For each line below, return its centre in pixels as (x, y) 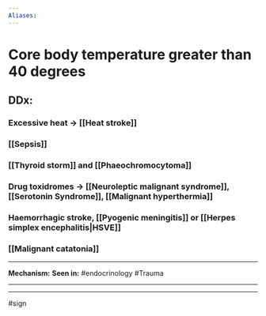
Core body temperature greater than (130, 54)
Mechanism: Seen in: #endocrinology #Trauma (86, 273)
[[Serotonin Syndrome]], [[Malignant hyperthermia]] (111, 196)
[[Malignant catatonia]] (54, 248)
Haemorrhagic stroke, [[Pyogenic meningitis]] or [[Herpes (122, 217)
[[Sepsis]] (28, 145)
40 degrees (47, 71)
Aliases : (23, 15)
